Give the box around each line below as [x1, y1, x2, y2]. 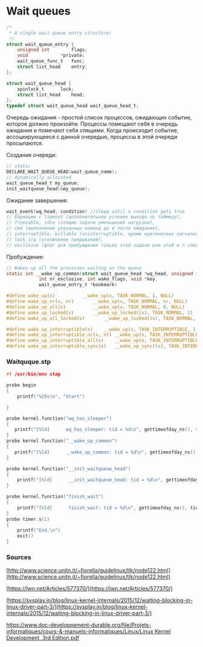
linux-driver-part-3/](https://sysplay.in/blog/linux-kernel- [6, 603, 148, 611]
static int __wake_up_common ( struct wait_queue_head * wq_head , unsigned [6, 270, 193, 277]
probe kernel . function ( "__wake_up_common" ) [6, 438, 118, 444]
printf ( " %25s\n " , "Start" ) [17, 393, 85, 400]
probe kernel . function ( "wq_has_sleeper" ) [6, 415, 112, 421]
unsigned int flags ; [17, 47, 88, 53]
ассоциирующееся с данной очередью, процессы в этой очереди [6, 133, 178, 141]
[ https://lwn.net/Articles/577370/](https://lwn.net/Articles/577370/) [6, 585, 173, 592]
